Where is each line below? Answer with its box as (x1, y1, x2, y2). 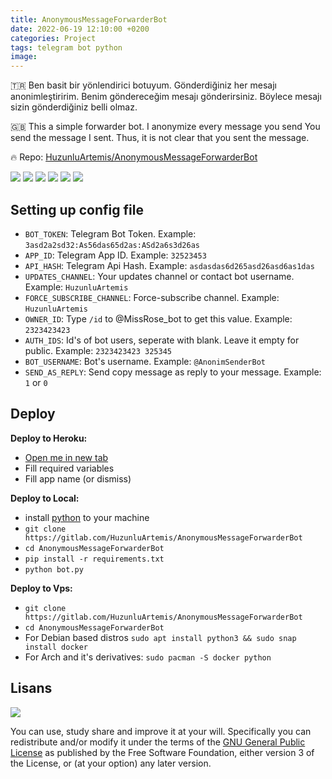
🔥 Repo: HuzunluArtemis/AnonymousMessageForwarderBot (10, 151, 258, 163)
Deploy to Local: (10, 492, 80, 504)
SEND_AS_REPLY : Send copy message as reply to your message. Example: (24, 366, 322, 378)
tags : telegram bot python (10, 42, 123, 53)
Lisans (10, 680, 53, 697)
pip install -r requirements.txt (24, 554, 165, 564)
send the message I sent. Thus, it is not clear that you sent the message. (10, 132, 310, 144)
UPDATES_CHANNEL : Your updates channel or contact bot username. (24, 270, 295, 282)
